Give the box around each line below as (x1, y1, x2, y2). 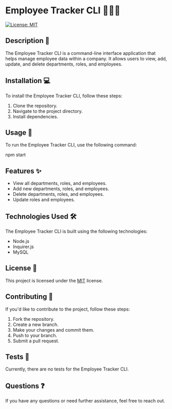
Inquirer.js (12, 243, 34, 250)
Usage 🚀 (5, 128, 32, 137)
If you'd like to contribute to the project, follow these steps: (5, 306, 130, 312)
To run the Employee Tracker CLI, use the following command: (5, 142, 137, 148)
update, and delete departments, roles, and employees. (5, 61, 123, 67)
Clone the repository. (12, 103, 58, 109)
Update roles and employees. (12, 197, 75, 203)
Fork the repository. (12, 316, 55, 322)
